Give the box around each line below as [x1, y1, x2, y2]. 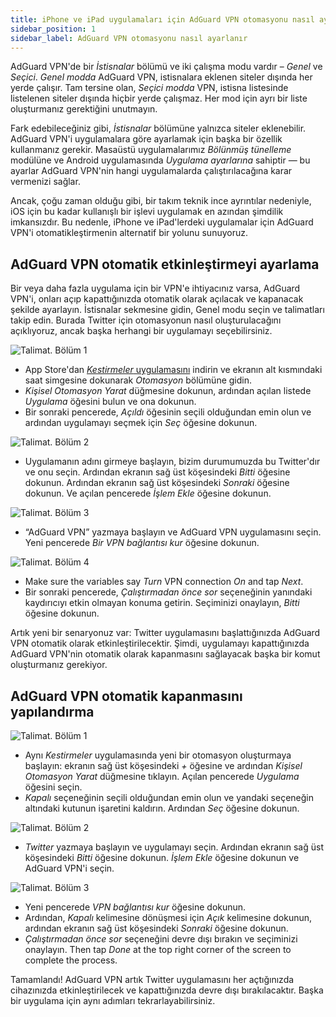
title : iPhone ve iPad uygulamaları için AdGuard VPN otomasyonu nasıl [10, 14, 315, 25]
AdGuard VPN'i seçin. [24, 862, 115, 874]
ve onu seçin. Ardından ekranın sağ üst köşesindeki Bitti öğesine [24, 466, 291, 478]
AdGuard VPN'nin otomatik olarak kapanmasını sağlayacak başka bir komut [10, 648, 321, 660]
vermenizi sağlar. [10, 176, 81, 188]
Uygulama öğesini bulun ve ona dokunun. [24, 396, 197, 408]
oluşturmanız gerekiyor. [10, 659, 108, 671]
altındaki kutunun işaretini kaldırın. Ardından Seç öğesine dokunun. [24, 802, 300, 814]
